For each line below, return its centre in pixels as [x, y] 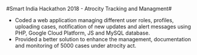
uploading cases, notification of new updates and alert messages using [103, 27]
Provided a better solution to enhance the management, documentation [103, 39]
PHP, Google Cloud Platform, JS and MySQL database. [82, 33]
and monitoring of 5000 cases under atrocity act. [75, 45]
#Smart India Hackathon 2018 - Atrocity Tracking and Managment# [89, 9]
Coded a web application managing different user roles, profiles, [94, 20]
